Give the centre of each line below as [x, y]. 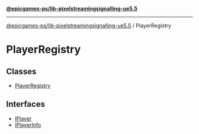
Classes [21, 71]
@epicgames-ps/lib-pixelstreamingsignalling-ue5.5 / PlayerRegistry [89, 25]
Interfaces [26, 104]
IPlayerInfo [28, 125]
